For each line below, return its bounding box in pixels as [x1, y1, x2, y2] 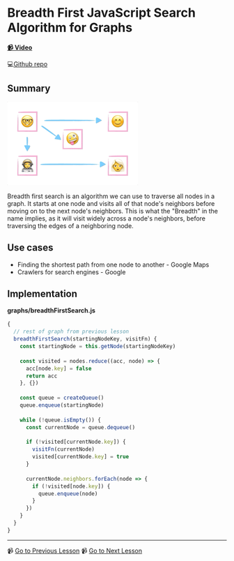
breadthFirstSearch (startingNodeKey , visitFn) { [13, 336, 157, 343]
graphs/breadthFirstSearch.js [7, 306, 96, 315]
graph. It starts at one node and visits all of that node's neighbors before [7, 199, 215, 207]
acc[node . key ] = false [25, 365, 92, 372]
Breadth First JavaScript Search [7, 5, 196, 21]
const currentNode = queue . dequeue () [25, 424, 136, 431]
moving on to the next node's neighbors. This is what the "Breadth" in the [7, 207, 218, 215]
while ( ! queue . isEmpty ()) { [19, 417, 101, 424]
